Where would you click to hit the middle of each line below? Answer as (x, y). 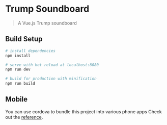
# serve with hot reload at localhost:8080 (52, 65)
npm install (18, 56)
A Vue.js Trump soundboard (47, 23)
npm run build (20, 84)
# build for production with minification (51, 79)
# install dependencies (31, 51)
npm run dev (18, 69)
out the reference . (24, 117)
